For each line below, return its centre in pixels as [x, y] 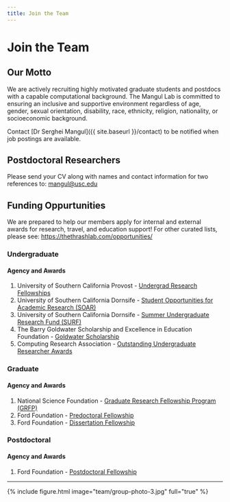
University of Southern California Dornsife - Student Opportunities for [115, 300]
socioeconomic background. [47, 118]
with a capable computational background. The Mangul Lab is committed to [114, 96]
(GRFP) [27, 407]
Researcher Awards [45, 351]
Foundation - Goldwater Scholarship [68, 337]
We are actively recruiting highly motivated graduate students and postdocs [114, 89]
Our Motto [29, 73]
